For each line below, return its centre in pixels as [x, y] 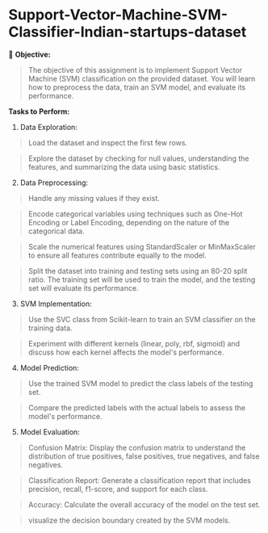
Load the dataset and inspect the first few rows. [108, 142]
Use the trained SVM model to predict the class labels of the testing [140, 383]
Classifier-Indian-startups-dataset [128, 32]
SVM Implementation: [56, 304]
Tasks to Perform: [39, 111]
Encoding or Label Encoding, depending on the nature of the [129, 222]
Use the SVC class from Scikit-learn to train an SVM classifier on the [142, 319]
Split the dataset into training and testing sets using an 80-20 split [138, 271]
